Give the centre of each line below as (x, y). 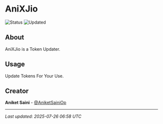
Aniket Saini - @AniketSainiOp (36, 103)
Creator (17, 91)
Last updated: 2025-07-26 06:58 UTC (43, 116)
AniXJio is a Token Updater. (33, 49)
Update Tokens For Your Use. (34, 76)
